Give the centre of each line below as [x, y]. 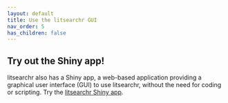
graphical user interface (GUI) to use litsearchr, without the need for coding [114, 85]
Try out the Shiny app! [56, 60]
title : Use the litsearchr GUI [52, 20]
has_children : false [37, 33]
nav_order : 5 [26, 26]
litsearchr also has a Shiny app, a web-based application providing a [104, 77]
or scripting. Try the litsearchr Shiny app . [65, 92]
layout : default [30, 13]
